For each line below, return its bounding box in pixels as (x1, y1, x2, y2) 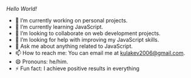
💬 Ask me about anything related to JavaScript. (15, 42, 133, 50)
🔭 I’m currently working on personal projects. (15, 17, 128, 24)
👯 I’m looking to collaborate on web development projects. (15, 30, 161, 37)
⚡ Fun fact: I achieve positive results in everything (15, 65, 139, 72)
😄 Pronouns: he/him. (15, 58, 69, 65)
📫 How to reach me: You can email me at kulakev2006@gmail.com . (15, 50, 186, 56)
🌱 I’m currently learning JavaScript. (15, 24, 104, 30)
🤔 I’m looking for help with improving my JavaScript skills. (15, 36, 159, 43)
